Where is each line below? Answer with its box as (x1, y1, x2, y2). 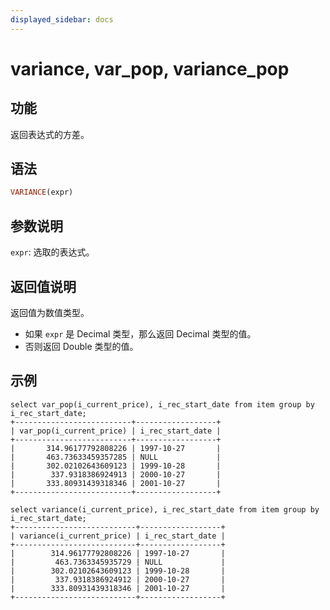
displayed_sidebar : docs (10, 14, 114, 25)
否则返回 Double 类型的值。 (24, 340, 139, 352)
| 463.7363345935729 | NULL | (10, 557, 226, 567)
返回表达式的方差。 (10, 128, 90, 140)
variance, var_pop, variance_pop (10, 57, 290, 80)
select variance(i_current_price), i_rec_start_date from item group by (10, 504, 320, 515)
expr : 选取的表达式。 (10, 246, 95, 258)
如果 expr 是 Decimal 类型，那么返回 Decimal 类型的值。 (24, 327, 257, 340)
